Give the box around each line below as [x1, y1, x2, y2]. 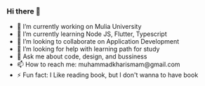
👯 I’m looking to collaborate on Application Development [16, 37, 180, 46]
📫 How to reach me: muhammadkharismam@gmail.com [16, 60, 180, 69]
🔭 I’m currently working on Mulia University [16, 23, 142, 31]
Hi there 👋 [6, 6, 41, 16]
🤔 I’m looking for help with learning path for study [16, 45, 160, 54]
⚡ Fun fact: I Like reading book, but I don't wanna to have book [16, 70, 199, 80]
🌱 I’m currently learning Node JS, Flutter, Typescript [16, 30, 167, 38]
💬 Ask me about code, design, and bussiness [16, 52, 147, 61]
